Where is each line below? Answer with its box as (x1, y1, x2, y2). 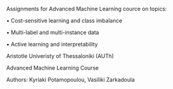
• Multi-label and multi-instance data (6, 29, 100, 36)
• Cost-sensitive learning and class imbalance (6, 17, 122, 24)
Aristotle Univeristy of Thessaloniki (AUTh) (6, 52, 114, 60)
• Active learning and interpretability (6, 41, 98, 48)
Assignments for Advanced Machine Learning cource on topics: (6, 5, 167, 12)
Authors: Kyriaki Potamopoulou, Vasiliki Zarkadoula (6, 76, 135, 83)
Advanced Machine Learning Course (6, 64, 99, 71)
